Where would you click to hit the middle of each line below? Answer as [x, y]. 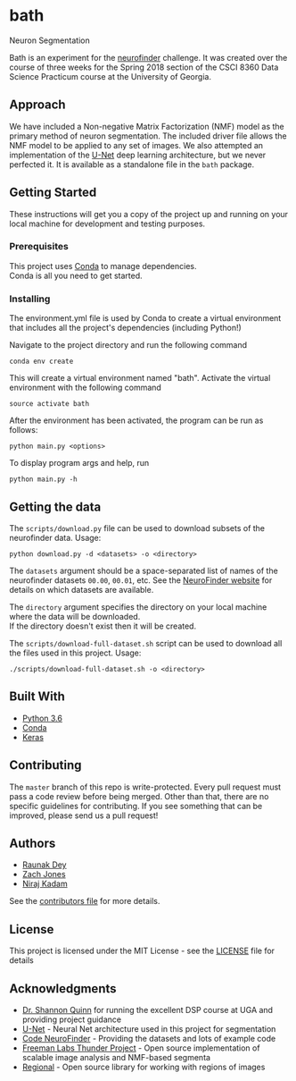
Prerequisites [39, 247]
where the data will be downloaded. [75, 616]
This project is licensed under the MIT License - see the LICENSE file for [142, 951]
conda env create [41, 362]
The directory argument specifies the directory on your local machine [138, 607]
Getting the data [55, 507]
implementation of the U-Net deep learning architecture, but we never [138, 155]
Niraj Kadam [45, 884]
